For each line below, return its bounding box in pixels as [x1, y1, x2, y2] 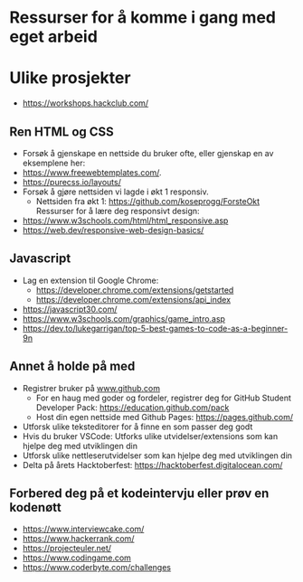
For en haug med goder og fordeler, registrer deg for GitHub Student [35, 392, 292, 403]
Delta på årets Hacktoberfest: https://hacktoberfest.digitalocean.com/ [22, 459, 283, 470]
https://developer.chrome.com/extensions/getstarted [35, 284, 234, 296]
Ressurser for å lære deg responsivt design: [35, 205, 201, 216]
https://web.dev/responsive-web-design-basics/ [22, 224, 204, 235]
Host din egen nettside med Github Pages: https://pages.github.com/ [35, 411, 294, 422]
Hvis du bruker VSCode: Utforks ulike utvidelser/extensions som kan [22, 430, 279, 441]
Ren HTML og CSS [9, 124, 115, 139]
